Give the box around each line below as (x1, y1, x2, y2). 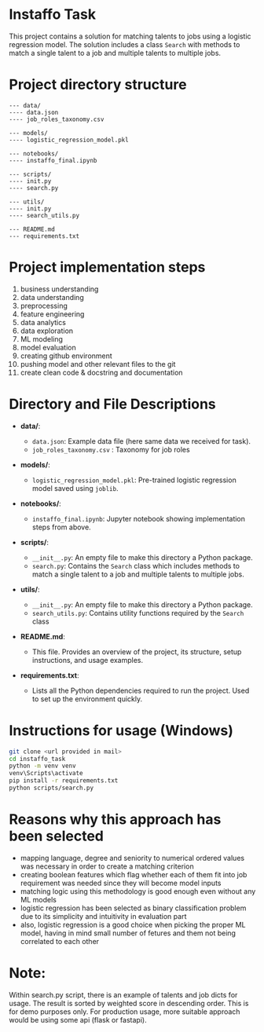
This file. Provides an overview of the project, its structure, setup (31, 646, 242, 657)
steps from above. (31, 522, 91, 532)
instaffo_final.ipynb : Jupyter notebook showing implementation (31, 514, 246, 523)
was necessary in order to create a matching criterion (20, 862, 195, 871)
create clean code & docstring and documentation (20, 368, 183, 377)
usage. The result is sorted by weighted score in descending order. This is (9, 998, 249, 1008)
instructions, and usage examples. (31, 655, 144, 664)
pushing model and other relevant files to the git (20, 359, 176, 368)
